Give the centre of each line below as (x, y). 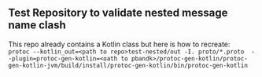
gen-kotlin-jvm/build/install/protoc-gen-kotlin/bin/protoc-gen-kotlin (128, 65)
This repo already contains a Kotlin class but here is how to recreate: (119, 44)
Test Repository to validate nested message (118, 13)
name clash (37, 26)
